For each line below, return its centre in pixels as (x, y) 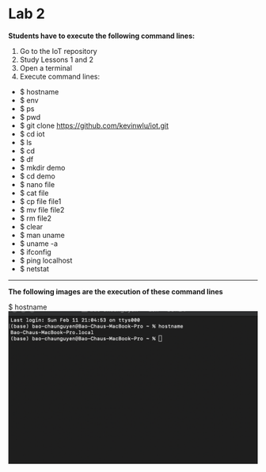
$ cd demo (37, 176)
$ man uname (42, 235)
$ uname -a (38, 244)
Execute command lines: (60, 76)
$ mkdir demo (42, 167)
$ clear (31, 226)
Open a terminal (46, 67)
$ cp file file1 (40, 201)
